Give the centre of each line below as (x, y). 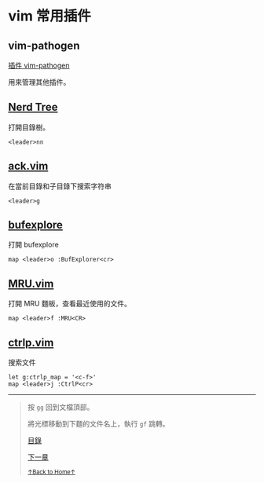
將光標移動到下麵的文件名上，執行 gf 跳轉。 (98, 424)
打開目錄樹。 (29, 127)
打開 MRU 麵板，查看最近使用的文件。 (70, 304)
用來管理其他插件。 (39, 82)
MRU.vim (31, 284)
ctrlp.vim (31, 342)
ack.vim (28, 166)
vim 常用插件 (50, 16)
